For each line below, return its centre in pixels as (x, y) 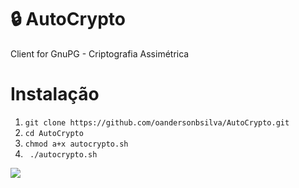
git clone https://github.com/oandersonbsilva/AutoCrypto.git (157, 122)
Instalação (55, 94)
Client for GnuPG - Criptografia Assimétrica (100, 53)
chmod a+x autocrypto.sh (76, 144)
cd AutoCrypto (54, 133)
